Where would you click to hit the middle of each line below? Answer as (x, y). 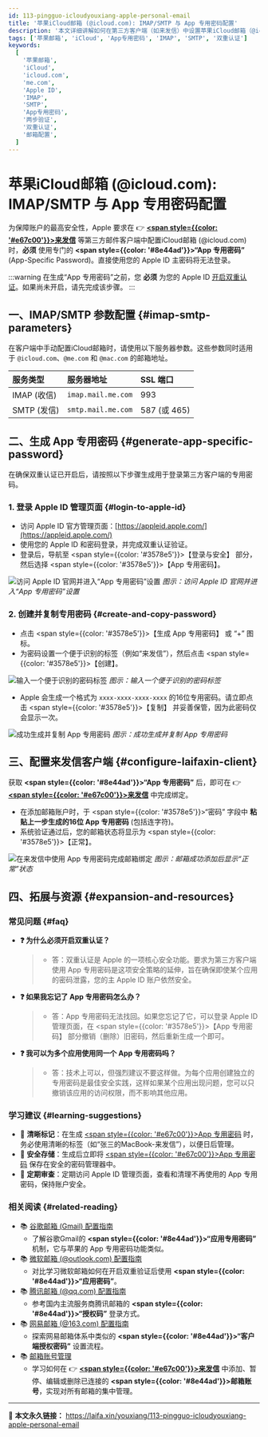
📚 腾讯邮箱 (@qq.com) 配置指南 (73, 1291)
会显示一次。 (41, 717)
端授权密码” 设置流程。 (69, 1346)
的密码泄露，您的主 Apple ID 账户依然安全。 (124, 980)
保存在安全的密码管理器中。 (75, 1164)
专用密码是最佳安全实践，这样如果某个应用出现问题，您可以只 (153, 1083)
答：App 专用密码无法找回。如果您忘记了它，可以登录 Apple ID (155, 1016)
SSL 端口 (157, 380)
